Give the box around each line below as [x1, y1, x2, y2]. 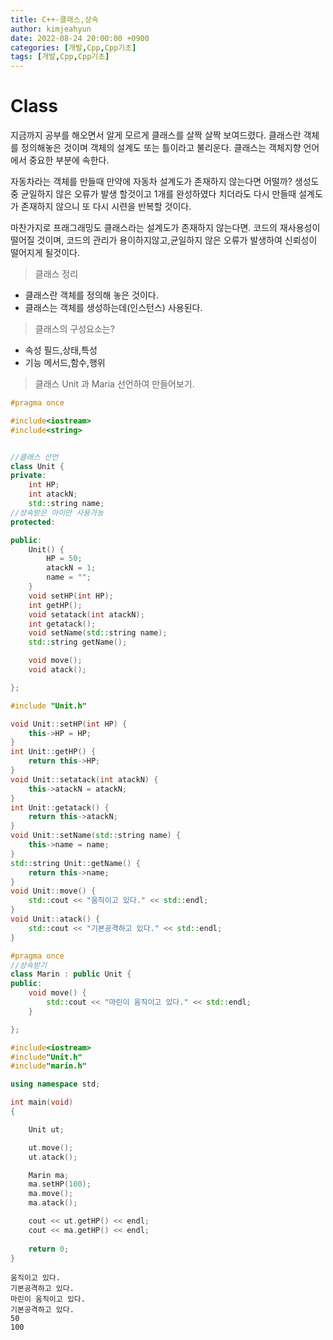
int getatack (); [28, 619, 97, 629]
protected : [10, 517, 56, 527]
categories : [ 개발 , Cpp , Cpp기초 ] [10, 42, 137, 53]
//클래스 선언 [10, 452, 59, 462]
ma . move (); [28, 1189, 74, 1199]
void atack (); [28, 665, 87, 675]
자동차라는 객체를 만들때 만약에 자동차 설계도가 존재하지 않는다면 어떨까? [10, 176, 293, 188]
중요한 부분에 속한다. [28, 154, 110, 166]
